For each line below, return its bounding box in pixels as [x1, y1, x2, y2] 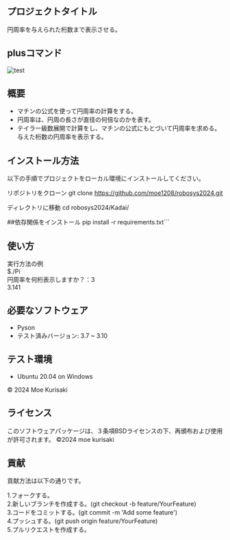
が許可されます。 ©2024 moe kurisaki [7, 435, 114, 443]
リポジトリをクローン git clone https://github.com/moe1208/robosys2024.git [7, 189, 223, 197]
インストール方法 [7, 154, 79, 166]
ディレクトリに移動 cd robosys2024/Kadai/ [7, 204, 129, 212]
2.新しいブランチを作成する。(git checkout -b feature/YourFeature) [7, 500, 196, 508]
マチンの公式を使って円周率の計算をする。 [16, 107, 138, 115]
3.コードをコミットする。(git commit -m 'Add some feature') [7, 508, 178, 517]
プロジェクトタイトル [7, 5, 97, 18]
